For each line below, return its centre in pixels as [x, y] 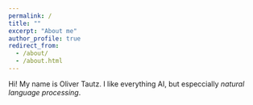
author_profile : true [45, 38]
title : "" [25, 23]
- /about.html [39, 61]
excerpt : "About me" [43, 31]
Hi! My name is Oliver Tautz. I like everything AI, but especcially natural [126, 84]
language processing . [45, 92]
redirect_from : [34, 46]
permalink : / [30, 16]
